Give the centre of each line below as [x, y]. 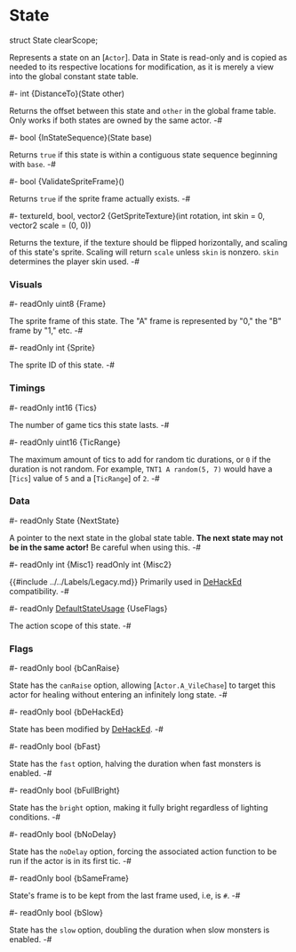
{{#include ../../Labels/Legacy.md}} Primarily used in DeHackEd [126, 581]
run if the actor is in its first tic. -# [70, 861]
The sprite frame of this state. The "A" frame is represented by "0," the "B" [145, 321]
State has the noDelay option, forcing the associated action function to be [143, 851]
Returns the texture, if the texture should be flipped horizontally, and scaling [148, 242]
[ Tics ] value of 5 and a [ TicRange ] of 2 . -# [84, 478]
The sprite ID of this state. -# [62, 365]
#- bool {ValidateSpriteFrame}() [67, 181]
